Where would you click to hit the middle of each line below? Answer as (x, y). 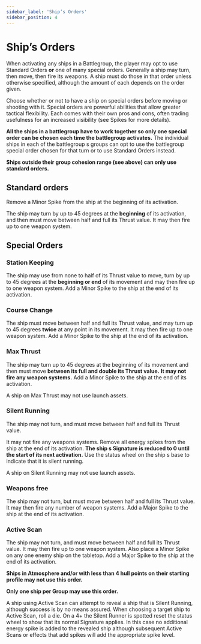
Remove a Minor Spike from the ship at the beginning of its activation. (92, 202)
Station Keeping (30, 262)
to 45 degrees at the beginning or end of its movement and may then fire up (100, 281)
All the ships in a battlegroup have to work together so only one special (97, 131)
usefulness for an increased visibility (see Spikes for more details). (88, 120)
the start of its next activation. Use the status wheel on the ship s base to (98, 454)
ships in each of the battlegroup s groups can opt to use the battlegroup (95, 144)
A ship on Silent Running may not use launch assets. (71, 472)
